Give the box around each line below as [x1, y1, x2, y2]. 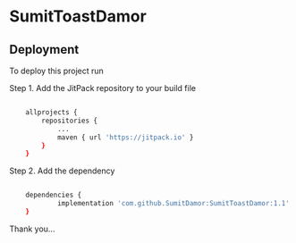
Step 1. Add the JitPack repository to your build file [9, 83, 197, 93]
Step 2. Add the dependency [9, 165, 115, 176]
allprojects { [25, 108, 78, 117]
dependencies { [25, 190, 82, 200]
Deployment [9, 42, 80, 57]
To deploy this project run [9, 65, 105, 76]
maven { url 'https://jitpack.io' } [56, 132, 194, 142]
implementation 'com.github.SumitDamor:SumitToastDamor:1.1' [56, 199, 291, 208]
